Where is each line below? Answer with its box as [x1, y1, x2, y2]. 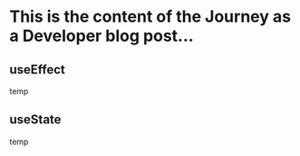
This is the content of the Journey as [9, 6, 292, 27]
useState [9, 112, 62, 128]
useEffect [9, 62, 66, 77]
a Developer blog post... [9, 25, 194, 46]
